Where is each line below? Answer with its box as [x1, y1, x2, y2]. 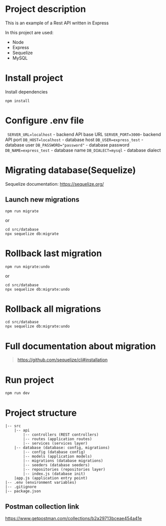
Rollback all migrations [5, 303, 101, 314]
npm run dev [5, 391, 30, 396]
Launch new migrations [5, 195, 80, 204]
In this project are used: [5, 29, 54, 35]
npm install [5, 98, 30, 103]
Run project [5, 374, 54, 385]
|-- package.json [5, 489, 41, 494]
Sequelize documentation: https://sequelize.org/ [5, 181, 104, 187]
